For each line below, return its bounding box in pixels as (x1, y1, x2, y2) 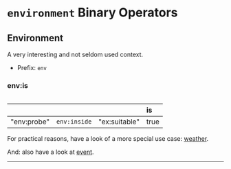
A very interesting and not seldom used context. (7, 50, 144, 58)
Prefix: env (16, 64, 47, 71)
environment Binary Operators (7, 5, 178, 21)
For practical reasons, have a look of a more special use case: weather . (7, 135, 209, 143)
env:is (7, 80, 29, 90)
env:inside (56, 118, 92, 126)
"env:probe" (10, 117, 50, 126)
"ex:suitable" (98, 117, 140, 126)
